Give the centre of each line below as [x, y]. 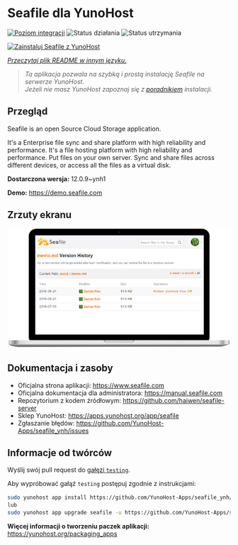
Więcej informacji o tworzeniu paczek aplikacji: [79, 527]
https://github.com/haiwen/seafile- [174, 400]
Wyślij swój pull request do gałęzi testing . [69, 470]
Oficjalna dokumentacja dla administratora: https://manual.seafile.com [120, 393]
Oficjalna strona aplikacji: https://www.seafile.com [91, 385]
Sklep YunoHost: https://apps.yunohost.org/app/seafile [98, 415]
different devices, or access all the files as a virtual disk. [89, 165]
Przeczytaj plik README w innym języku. [67, 60]
